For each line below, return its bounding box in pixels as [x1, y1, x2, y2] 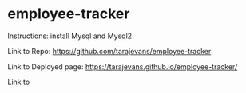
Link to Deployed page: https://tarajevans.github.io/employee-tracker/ [7, 61, 238, 72]
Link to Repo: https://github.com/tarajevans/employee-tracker [7, 46, 212, 56]
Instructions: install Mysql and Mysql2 [7, 31, 133, 41]
